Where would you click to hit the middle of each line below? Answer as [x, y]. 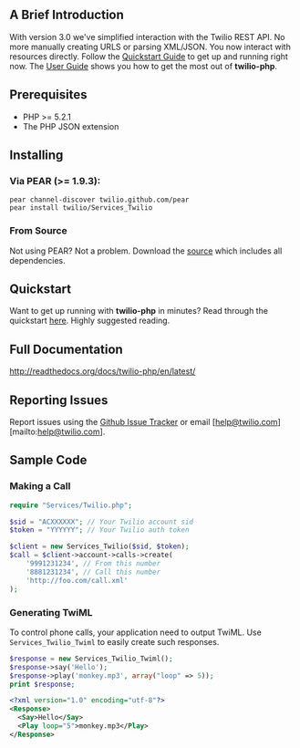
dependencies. [37, 260]
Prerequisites [48, 95]
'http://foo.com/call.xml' [77, 580]
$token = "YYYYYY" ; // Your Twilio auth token [99, 530]
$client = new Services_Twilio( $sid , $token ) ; [99, 546]
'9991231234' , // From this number [93, 564]
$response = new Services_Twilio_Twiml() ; [91, 659]
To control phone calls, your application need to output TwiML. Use [135, 632]
